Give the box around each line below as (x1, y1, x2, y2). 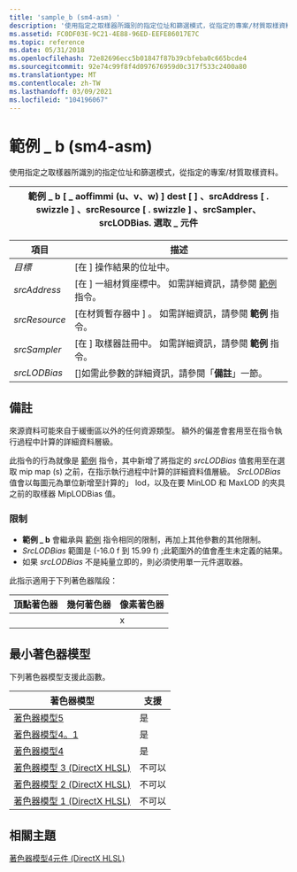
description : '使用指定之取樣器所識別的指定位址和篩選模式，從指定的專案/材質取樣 (9, 21, 279, 30)
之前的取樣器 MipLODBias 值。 (9, 489, 121, 499)
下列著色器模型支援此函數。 (9, 672, 110, 683)
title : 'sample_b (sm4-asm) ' (9, 12, 121, 22)
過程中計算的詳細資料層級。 (16, 436, 118, 447)
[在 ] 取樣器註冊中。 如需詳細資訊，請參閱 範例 (74, 337, 268, 350)
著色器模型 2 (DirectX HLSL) (13, 778, 131, 791)
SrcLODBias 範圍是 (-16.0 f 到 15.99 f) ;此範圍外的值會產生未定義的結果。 (21, 545, 287, 556)
